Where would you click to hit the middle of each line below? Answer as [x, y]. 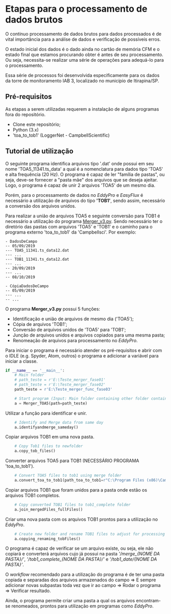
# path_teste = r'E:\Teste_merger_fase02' [60, 385]
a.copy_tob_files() [35, 451]
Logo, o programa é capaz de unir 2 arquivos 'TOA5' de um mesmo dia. [80, 185]
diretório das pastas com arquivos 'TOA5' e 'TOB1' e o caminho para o [79, 226]
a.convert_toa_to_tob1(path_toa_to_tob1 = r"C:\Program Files [79, 480]
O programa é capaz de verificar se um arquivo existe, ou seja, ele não [79, 548]
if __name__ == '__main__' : [35, 370]
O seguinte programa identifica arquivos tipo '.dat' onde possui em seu [80, 163]
